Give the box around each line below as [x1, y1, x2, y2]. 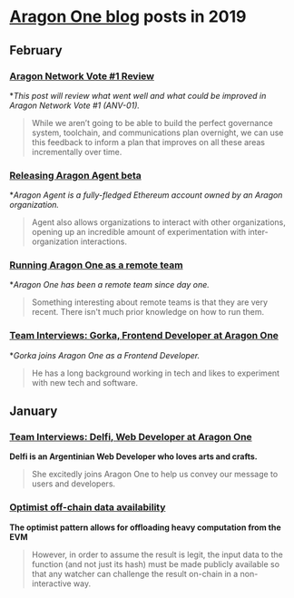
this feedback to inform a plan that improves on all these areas [31, 136, 266, 147]
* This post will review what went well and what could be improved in [9, 90, 267, 101]
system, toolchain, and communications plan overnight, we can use [31, 127, 284, 138]
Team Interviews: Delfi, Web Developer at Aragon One [9, 431, 252, 444]
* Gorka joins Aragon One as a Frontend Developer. [9, 349, 201, 360]
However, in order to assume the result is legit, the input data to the [31, 549, 283, 560]
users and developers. [31, 478, 116, 489]
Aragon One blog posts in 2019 [9, 6, 247, 27]
